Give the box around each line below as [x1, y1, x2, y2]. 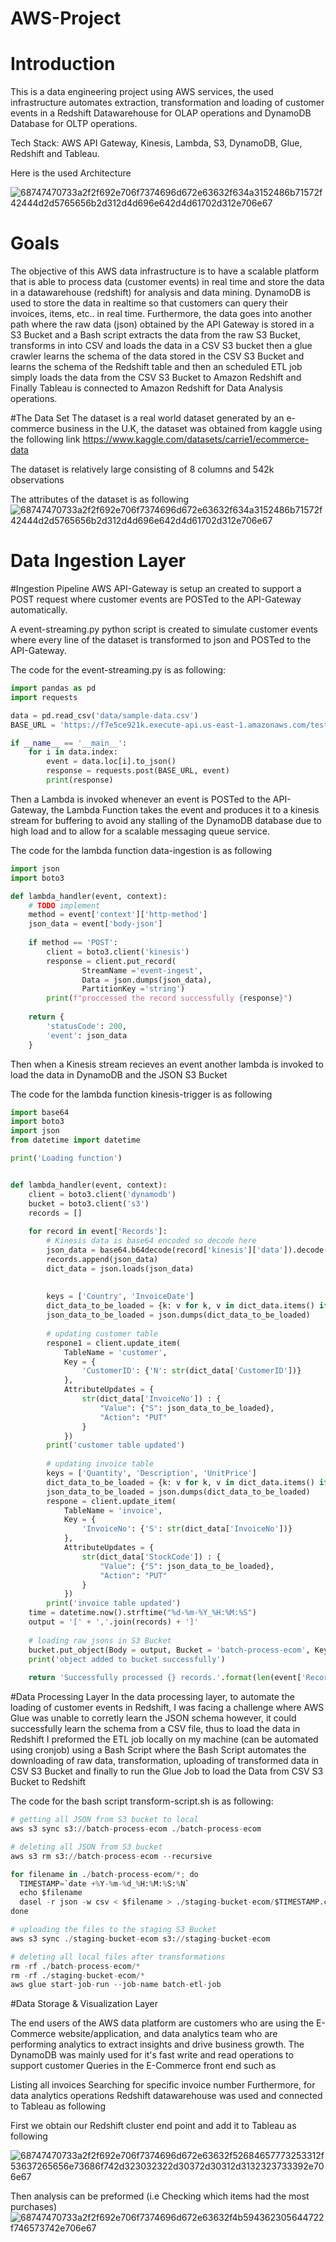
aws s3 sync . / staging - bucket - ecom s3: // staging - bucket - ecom [10, 1933, 271, 1944]
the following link [10, 433, 81, 446]
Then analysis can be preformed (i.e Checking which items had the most [10, 2190, 310, 2202]
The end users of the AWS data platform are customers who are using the [10, 2017, 315, 2029]
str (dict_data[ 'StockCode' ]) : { [81, 1552, 222, 1562]
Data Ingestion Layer [10, 550, 187, 572]
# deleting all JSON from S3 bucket [10, 1842, 163, 1852]
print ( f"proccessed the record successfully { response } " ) [46, 993, 293, 1004]
